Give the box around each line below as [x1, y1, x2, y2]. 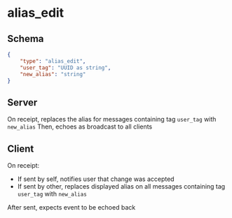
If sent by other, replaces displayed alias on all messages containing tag [17, 182, 226, 190]
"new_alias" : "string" [20, 71, 86, 78]
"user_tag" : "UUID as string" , [20, 64, 111, 71]
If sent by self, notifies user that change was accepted [17, 175, 175, 183]
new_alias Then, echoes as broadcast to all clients [7, 122, 153, 131]
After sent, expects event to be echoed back [7, 203, 136, 211]
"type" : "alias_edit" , [20, 57, 86, 64]
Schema [7, 33, 44, 45]
